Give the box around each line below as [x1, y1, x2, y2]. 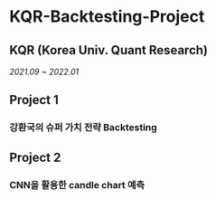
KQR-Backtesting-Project [9, 6, 205, 27]
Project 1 [9, 92, 59, 108]
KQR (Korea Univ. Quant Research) [9, 43, 209, 58]
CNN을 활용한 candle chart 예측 [9, 178, 146, 191]
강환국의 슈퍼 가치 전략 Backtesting [9, 121, 158, 134]
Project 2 [9, 149, 61, 165]
